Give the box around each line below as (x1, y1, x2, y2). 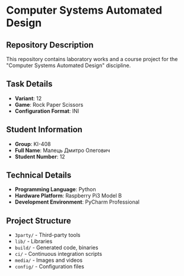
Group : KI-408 (14, 140, 51, 147)
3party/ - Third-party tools (14, 231, 81, 239)
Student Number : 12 (14, 153, 65, 160)
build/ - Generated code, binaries (14, 244, 99, 251)
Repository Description (6, 40, 94, 50)
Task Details (6, 79, 53, 89)
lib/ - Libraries (14, 238, 53, 245)
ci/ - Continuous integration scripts (14, 250, 103, 258)
